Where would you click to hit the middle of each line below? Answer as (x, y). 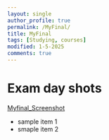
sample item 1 (37, 122)
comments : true (30, 54)
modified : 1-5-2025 (36, 47)
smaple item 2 (38, 129)
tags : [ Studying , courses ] (47, 40)
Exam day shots (54, 88)
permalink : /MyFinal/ (39, 27)
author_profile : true (39, 21)
